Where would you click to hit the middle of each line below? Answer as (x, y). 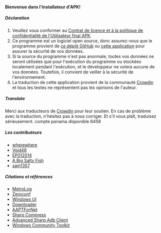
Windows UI (24, 199)
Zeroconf (21, 194)
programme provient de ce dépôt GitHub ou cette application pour (78, 46)
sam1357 (21, 166)
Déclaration (17, 18)
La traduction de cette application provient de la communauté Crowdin (83, 82)
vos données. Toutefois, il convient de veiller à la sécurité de (73, 72)
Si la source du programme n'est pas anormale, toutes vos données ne (83, 56)
